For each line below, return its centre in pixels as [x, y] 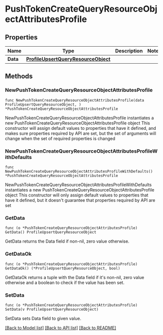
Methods [19, 76]
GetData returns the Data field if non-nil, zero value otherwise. [67, 241]
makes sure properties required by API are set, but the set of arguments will [81, 133]
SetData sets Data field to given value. [43, 318]
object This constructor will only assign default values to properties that [77, 195]
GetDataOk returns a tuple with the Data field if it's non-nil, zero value [75, 277]
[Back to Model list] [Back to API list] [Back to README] [61, 328]
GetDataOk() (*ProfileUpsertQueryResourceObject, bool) [63, 268]
